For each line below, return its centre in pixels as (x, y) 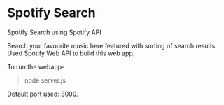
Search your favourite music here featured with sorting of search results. (112, 45)
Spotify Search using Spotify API (54, 32)
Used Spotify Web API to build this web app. (71, 53)
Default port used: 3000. (43, 94)
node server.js (45, 80)
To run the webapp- (36, 66)
